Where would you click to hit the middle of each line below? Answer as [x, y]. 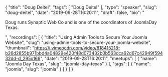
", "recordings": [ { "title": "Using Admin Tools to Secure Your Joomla [76, 37]
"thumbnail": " [20, 48]
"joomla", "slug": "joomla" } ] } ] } [39, 69]
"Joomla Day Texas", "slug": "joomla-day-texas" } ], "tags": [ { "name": [78, 64]
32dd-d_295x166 [23, 58]
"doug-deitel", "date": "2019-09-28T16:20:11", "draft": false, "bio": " [75, 12]
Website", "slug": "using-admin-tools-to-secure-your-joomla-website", [78, 42]
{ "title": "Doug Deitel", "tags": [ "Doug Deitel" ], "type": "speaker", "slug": [81, 7]
